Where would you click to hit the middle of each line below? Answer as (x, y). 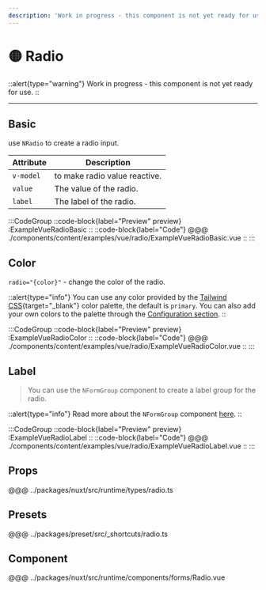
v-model (27, 176)
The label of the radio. (95, 202)
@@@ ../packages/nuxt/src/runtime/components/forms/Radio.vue (117, 577)
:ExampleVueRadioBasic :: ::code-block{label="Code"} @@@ (108, 229)
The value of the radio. (96, 189)
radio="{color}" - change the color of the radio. (87, 282)
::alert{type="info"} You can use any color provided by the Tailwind (118, 297)
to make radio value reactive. (108, 176)
